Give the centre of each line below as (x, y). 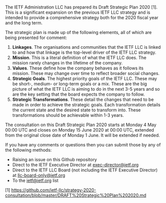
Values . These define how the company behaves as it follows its (78, 68)
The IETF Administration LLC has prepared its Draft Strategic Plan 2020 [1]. (82, 7)
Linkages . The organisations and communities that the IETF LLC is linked (86, 47)
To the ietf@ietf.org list (35, 180)
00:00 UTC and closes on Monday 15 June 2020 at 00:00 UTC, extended (80, 130)
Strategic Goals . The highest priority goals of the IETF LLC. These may (84, 79)
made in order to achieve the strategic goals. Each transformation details (86, 105)
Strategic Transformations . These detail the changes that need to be (83, 100)
